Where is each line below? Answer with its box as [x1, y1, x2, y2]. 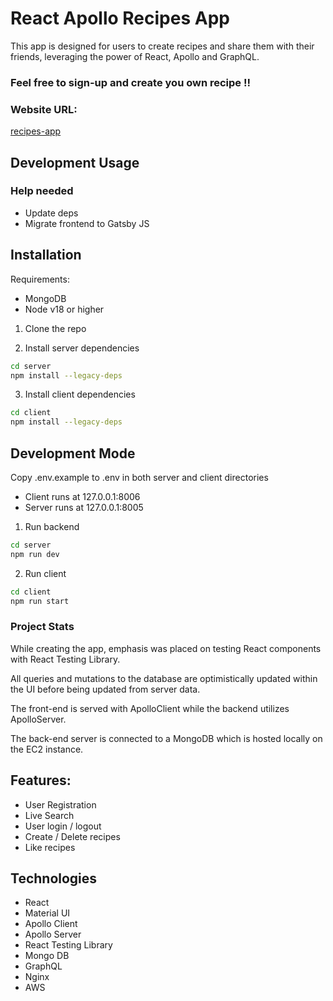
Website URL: [10, 102, 78, 116]
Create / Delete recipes [24, 830, 121, 842]
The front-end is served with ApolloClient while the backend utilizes [10, 702, 290, 714]
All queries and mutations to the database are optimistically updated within [10, 672, 318, 684]
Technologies [10, 870, 98, 887]
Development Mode [10, 445, 136, 462]
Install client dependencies [24, 388, 136, 401]
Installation [10, 247, 82, 264]
